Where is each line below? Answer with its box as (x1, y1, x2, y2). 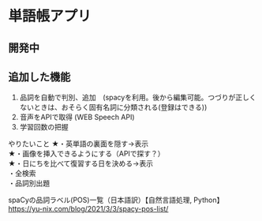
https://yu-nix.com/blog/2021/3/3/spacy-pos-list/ (8, 204, 169, 214)
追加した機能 (8, 70, 71, 84)
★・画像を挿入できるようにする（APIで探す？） (8, 149, 165, 159)
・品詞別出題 (8, 178, 50, 188)
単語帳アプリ (8, 7, 92, 25)
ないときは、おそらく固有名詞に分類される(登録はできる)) (19, 103, 208, 112)
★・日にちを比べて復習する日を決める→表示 (8, 159, 154, 168)
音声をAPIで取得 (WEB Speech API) (19, 112, 136, 122)
